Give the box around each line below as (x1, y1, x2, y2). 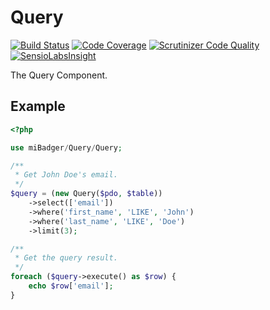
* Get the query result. (14, 253, 118, 263)
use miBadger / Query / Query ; (10, 142, 123, 153)
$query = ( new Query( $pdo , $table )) (10, 189, 163, 199)
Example (10, 98, 66, 115)
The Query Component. (10, 69, 108, 81)
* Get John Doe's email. (14, 170, 118, 180)
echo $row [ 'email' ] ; (28, 281, 114, 291)
